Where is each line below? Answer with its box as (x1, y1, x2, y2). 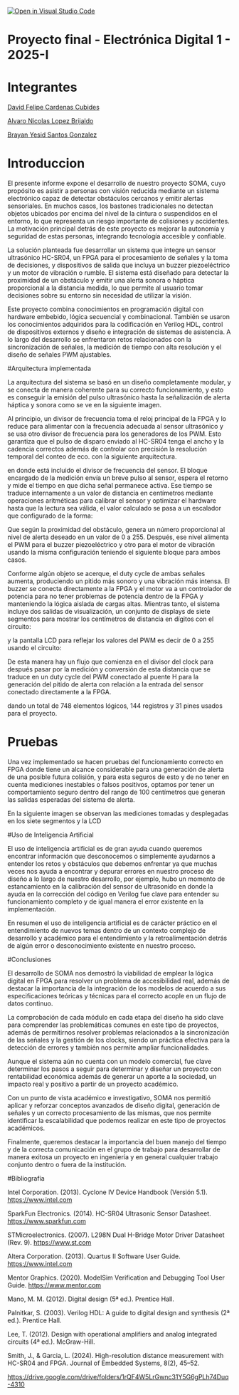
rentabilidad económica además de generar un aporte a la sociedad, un (7, 1072, 217, 1080)
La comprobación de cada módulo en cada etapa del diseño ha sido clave (7, 1013, 224, 1021)
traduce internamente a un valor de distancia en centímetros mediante (7, 488, 213, 498)
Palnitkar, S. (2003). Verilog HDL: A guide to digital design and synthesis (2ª (7, 1309, 230, 1317)
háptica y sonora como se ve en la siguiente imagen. (7, 401, 162, 409)
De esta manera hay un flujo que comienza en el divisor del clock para (7, 657, 213, 666)
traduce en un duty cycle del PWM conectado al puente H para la (7, 673, 199, 681)
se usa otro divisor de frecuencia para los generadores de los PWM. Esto (7, 429, 222, 438)
